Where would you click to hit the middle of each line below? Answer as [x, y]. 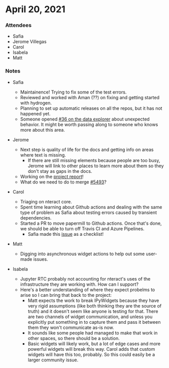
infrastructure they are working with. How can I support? [79, 284]
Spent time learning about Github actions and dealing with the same [91, 207]
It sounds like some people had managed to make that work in [93, 333]
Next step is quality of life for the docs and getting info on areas [87, 149]
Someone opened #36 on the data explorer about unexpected [85, 119]
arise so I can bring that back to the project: [66, 295]
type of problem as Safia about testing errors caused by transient [89, 212]
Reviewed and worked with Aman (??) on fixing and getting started [90, 97]
